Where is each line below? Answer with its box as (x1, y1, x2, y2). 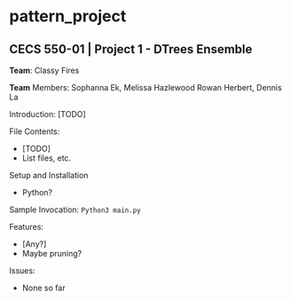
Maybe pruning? (21, 249, 83, 258)
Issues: (9, 265, 35, 276)
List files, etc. (21, 153, 72, 163)
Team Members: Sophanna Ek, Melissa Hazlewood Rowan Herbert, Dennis (9, 83, 282, 92)
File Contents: (9, 126, 60, 137)
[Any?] (21, 239, 47, 249)
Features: (9, 222, 44, 232)
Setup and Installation (9, 170, 89, 180)
